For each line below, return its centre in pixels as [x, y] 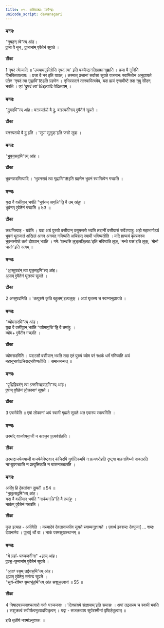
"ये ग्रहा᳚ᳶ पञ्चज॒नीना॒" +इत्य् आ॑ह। [32, 556]
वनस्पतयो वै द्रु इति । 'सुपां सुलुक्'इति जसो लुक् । [44, 133]
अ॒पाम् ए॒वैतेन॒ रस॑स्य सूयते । [27, 577]
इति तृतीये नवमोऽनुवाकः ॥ [25, 620]
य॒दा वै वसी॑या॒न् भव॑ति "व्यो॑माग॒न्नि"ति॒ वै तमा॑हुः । [40, 328]
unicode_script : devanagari [34, 14]
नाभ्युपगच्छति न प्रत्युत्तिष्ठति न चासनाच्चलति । [41, 464]
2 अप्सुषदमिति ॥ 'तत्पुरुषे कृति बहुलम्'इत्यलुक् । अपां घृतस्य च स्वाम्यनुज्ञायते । [66, 298]
